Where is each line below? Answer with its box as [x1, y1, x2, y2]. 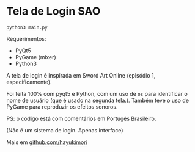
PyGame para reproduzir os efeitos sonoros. [6, 103, 118, 110]
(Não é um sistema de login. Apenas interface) [6, 126, 123, 134]
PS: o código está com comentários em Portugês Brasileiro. [6, 115, 156, 122]
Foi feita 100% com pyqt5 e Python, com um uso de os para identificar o [6, 90, 188, 97]
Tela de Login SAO [6, 4, 101, 18]
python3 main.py [6, 24, 48, 31]
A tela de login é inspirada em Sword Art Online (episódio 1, [6, 71, 156, 79]
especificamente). [6, 78, 52, 85]
